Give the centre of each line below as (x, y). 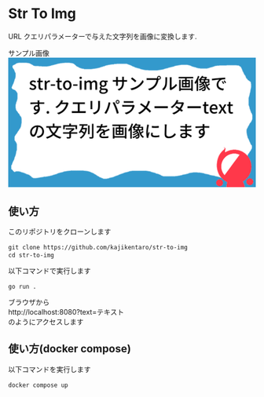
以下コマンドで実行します (49, 271)
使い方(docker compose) (70, 349)
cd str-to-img (31, 256)
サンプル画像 (29, 53)
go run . (22, 287)
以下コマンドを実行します (49, 369)
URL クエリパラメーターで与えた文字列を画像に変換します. (103, 36)
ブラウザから (29, 302)
